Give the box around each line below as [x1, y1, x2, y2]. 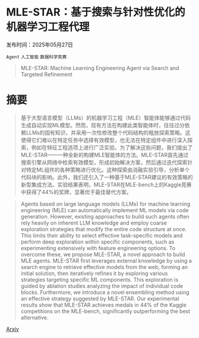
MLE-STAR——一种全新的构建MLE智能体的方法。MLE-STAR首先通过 [20, 151, 189, 158]
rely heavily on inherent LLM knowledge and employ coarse [20, 219, 168, 226]
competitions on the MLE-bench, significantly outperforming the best [20, 307, 191, 315]
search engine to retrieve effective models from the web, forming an [20, 263, 188, 270]
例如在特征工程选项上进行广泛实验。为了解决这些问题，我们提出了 [31, 144, 193, 151]
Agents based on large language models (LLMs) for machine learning [20, 200, 191, 207]
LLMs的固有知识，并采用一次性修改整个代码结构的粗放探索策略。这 [26, 129, 191, 136]
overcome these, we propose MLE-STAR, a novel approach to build [20, 251, 185, 258]
